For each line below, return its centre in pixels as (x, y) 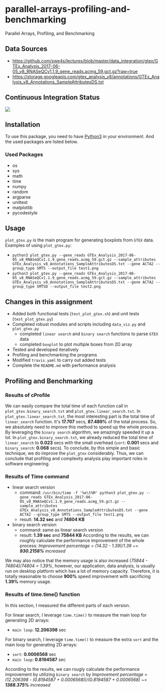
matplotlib (22, 207)
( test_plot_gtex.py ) (33, 319)
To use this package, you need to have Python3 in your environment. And (80, 137)
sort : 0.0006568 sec (34, 654)
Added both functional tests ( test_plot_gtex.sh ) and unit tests (76, 314)
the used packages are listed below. (42, 142)
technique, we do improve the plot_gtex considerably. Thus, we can (74, 453)
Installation (23, 124)
